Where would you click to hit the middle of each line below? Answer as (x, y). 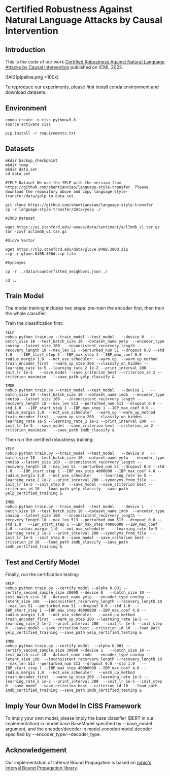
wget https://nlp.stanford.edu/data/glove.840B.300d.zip (67, 249)
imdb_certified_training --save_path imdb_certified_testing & (74, 690)
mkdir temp (17, 165)
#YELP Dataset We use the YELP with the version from (63, 183)
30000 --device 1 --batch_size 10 (105, 651)
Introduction (25, 49)
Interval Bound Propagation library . (42, 768)
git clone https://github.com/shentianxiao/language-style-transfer (79, 205)
